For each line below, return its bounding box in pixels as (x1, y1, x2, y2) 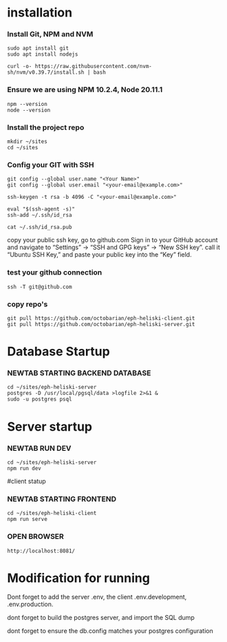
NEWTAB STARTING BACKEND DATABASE (7, 368, 151, 378)
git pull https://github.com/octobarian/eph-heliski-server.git (7, 321, 195, 328)
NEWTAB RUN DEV (7, 443, 72, 453)
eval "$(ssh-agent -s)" (7, 206, 76, 213)
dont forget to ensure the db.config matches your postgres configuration (7, 627, 213, 635)
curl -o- (7, 63, 32, 70)
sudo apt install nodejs (7, 51, 78, 58)
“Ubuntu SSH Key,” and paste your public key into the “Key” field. (7, 250, 192, 259)
